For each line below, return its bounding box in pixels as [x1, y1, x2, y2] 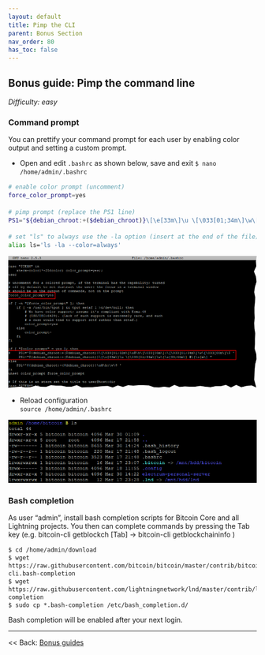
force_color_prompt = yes [8, 192, 87, 200]
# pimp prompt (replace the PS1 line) [8, 208, 136, 216]
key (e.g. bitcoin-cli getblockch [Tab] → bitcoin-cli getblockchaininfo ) [8, 530, 235, 540]
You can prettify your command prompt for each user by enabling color [8, 135, 240, 144]
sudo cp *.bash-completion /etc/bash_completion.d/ [15, 601, 189, 609]
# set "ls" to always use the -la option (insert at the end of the [8, 233, 238, 241]
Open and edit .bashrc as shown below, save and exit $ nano [19, 159, 217, 168]
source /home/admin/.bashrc [19, 405, 112, 414]
